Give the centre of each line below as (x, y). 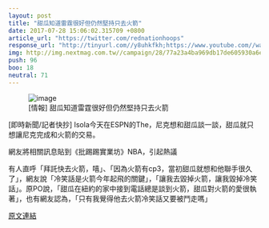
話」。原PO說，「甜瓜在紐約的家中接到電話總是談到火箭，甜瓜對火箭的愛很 (129, 188)
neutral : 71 (28, 75)
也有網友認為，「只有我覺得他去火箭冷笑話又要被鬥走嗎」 (118, 198)
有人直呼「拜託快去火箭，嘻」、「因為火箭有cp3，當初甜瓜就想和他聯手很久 (130, 168)
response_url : (32, 46)
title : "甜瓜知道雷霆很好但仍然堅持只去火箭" (75, 23)
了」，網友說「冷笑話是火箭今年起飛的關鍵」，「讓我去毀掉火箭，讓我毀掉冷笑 (133, 178)
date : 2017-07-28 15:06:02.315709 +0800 (77, 30)
